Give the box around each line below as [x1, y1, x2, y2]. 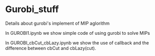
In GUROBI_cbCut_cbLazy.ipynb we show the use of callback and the [5, 39, 149, 46]
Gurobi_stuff [5, 4, 59, 15]
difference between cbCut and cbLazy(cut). [5, 45, 96, 51]
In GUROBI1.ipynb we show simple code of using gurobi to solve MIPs [5, 30, 150, 36]
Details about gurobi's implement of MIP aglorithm [5, 20, 110, 26]
